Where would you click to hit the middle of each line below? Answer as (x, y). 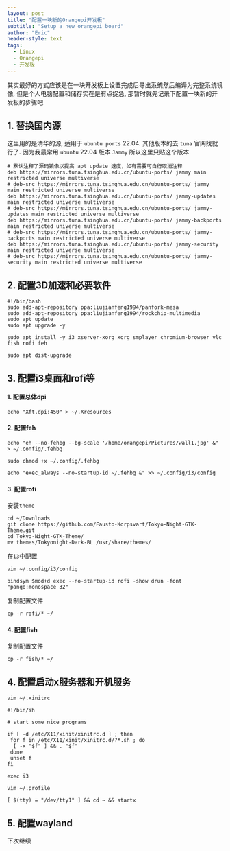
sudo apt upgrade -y (37, 326)
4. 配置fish (22, 629)
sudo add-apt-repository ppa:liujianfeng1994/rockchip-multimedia (104, 314)
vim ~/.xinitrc (29, 698)
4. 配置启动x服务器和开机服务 (69, 682)
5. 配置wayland (40, 823)
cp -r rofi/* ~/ (30, 614)
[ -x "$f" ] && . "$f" (46, 746)
